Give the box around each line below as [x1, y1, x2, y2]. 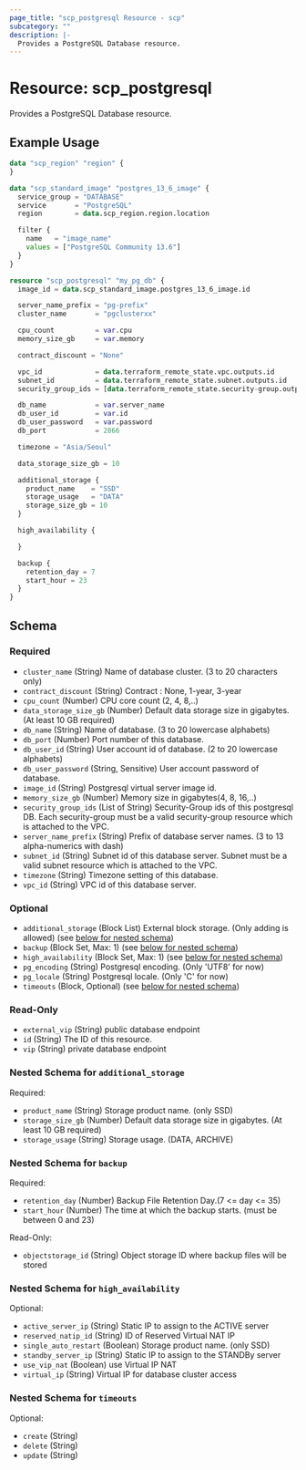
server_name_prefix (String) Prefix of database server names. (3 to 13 [22, 831, 284, 842]
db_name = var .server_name [17, 400, 166, 410]
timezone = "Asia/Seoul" [17, 442, 112, 451]
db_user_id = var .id [17, 409, 128, 419]
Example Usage [9, 134, 100, 150]
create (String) [22, 1430, 79, 1441]
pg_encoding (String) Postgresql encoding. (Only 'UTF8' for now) [22, 961, 265, 972]
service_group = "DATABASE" [17, 192, 125, 202]
